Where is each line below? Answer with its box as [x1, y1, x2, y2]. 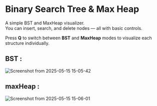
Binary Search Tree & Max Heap [5, 3, 139, 15]
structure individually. [5, 40, 50, 46]
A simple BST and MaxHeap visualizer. [5, 20, 85, 26]
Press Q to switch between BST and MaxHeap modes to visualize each [5, 35, 152, 41]
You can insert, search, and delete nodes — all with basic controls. [5, 25, 142, 31]
